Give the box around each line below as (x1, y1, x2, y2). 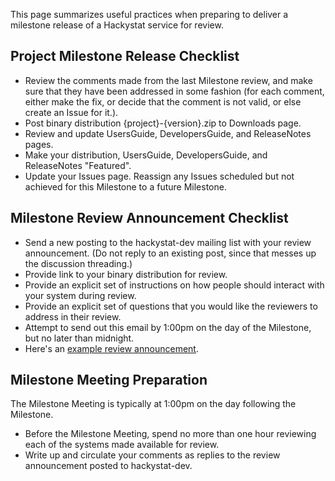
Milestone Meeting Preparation (10, 372, 208, 389)
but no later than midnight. (24, 332, 135, 344)
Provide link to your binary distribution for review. (24, 268, 228, 280)
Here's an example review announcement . (24, 342, 199, 354)
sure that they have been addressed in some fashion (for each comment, (24, 85, 325, 97)
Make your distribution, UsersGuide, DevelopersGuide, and (24, 149, 268, 161)
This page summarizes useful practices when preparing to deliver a (10, 9, 289, 20)
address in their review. (24, 310, 122, 323)
